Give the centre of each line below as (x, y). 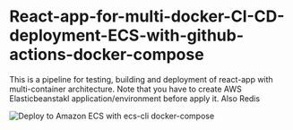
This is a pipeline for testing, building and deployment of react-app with (141, 79)
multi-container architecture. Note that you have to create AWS (125, 89)
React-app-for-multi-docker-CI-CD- (147, 17)
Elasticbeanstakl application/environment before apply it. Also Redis (135, 98)
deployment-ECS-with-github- (127, 35)
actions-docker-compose (107, 55)
